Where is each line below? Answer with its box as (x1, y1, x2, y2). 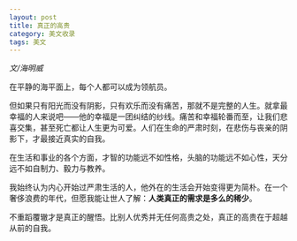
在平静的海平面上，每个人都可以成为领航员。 (9, 81, 172, 93)
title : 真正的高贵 (9, 21, 71, 30)
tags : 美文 (9, 37, 47, 47)
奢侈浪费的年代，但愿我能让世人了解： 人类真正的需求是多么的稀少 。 (9, 193, 257, 204)
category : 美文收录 (9, 29, 76, 38)
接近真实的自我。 (47, 133, 110, 144)
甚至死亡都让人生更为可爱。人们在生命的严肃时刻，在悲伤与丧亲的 (39, 123, 280, 133)
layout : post (9, 12, 57, 22)
